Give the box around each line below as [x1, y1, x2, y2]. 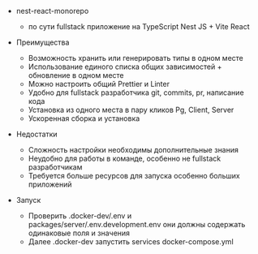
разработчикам [28, 162, 83, 172]
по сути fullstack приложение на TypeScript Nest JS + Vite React [28, 22, 250, 31]
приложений [28, 179, 72, 189]
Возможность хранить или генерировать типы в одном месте [28, 54, 243, 62]
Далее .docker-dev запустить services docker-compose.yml [28, 237, 234, 246]
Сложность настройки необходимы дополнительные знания [28, 145, 239, 154]
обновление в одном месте [28, 71, 124, 80]
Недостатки [15, 129, 58, 139]
